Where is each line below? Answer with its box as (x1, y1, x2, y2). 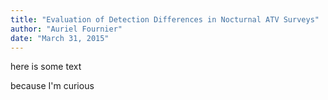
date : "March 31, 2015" (10, 33, 110, 43)
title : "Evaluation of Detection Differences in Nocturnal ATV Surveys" (10, 14, 320, 25)
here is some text (10, 61, 82, 73)
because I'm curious (10, 80, 95, 92)
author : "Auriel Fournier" (10, 24, 123, 34)
